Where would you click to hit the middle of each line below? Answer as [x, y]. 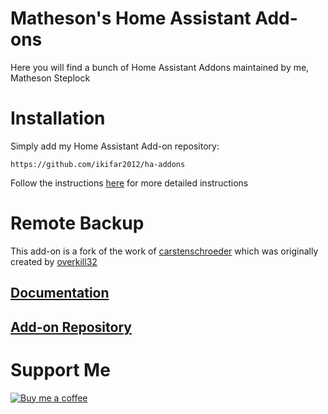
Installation [58, 118]
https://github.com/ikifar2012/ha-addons [98, 164]
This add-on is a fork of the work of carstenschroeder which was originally [164, 251]
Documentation [60, 293]
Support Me [60, 369]
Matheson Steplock [50, 78]
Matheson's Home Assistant [131, 18]
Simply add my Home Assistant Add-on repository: [115, 146]
